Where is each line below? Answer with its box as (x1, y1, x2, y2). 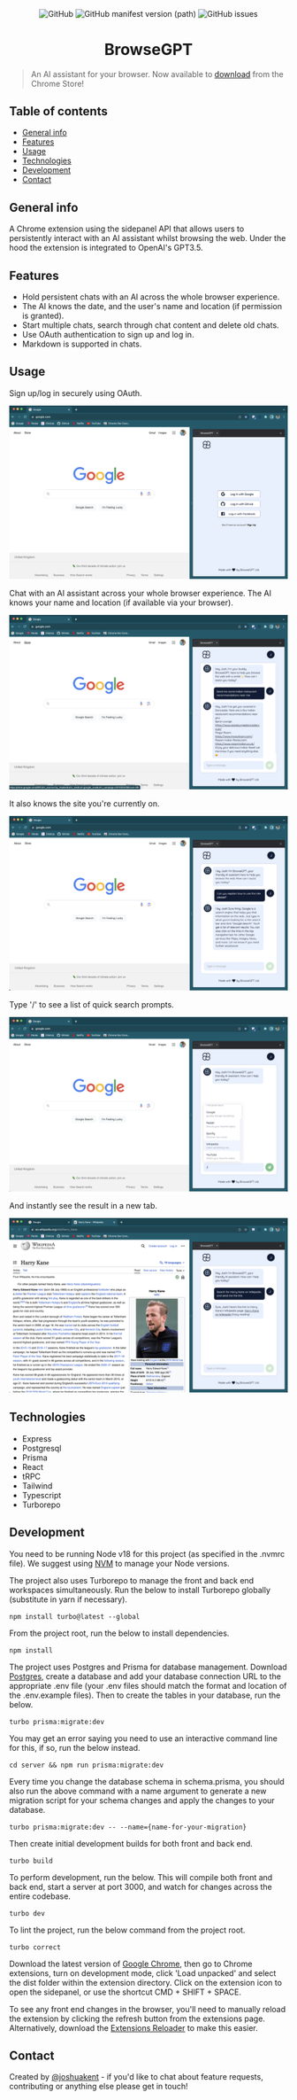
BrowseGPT (103, 39, 194, 59)
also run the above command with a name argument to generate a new (9, 1785, 267, 1796)
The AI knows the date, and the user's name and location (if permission (21, 301, 283, 312)
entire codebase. (9, 1891, 71, 1902)
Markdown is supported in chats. (21, 338, 142, 349)
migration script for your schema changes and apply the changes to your (9, 1794, 276, 1806)
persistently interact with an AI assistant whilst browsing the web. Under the (9, 233, 286, 244)
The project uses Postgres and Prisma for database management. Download (9, 1661, 287, 1672)
